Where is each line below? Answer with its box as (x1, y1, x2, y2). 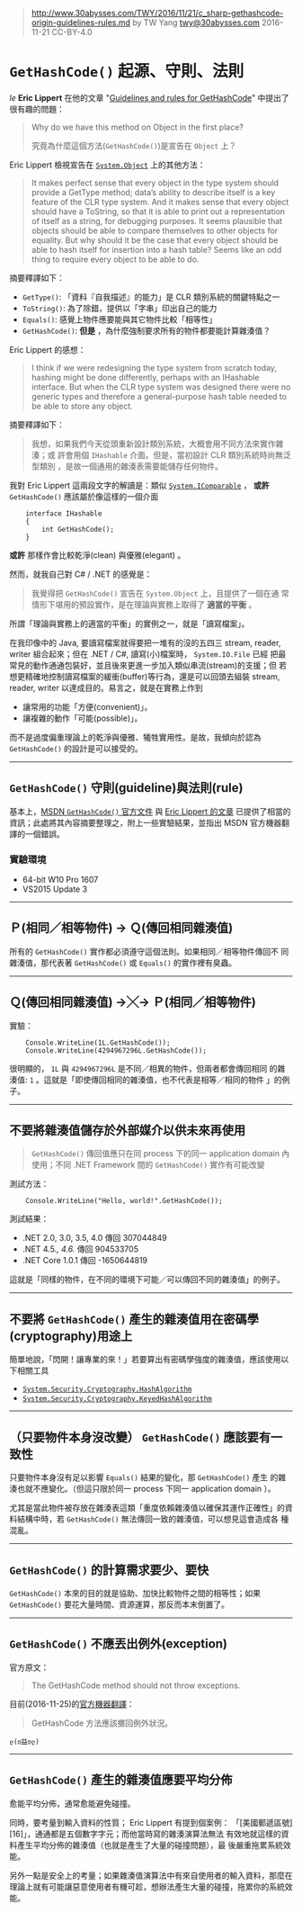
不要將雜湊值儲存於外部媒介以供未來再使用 (9, 1123, 245, 1138)
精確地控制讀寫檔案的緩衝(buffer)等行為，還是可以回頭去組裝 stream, (24, 670, 280, 682)
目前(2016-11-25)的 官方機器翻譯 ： (9, 1698, 135, 1709)
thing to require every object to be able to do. (31, 254, 200, 265)
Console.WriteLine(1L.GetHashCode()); (25, 1038, 171, 1047)
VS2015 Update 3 (22, 884, 88, 894)
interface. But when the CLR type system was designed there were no (31, 382, 291, 392)
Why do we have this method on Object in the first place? (31, 121, 244, 132)
